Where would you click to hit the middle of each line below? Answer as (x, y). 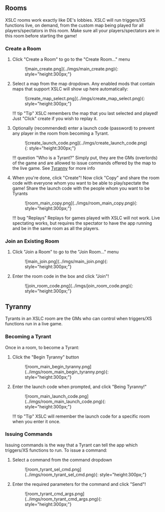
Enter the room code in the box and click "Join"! (61, 276)
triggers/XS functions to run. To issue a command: (56, 450)
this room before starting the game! (41, 36)
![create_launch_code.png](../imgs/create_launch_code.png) (86, 143)
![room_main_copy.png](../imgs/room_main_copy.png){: (81, 203)
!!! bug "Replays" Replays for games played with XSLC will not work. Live (86, 218)
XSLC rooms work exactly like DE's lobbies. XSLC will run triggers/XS (75, 20)
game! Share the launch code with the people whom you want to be (81, 188)
